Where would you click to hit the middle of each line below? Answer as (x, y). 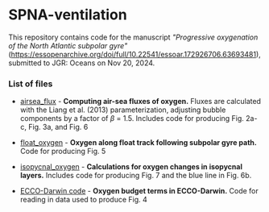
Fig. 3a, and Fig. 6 (58, 127)
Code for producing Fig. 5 (63, 152)
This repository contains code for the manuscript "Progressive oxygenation (133, 37)
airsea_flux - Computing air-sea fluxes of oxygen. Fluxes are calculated (141, 102)
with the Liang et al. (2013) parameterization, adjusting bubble (123, 110)
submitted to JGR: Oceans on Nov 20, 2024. (82, 63)
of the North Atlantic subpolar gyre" (68, 45)
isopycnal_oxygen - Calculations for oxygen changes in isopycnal (131, 167)
